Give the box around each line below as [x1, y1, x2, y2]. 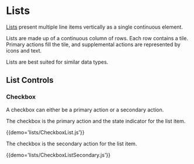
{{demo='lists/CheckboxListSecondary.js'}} [6, 151, 111, 158]
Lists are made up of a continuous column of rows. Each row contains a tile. [6, 34, 189, 41]
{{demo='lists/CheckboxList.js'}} [6, 128, 85, 135]
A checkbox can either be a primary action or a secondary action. [6, 106, 164, 113]
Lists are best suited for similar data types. [6, 58, 109, 65]
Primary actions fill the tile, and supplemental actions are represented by [6, 41, 181, 48]
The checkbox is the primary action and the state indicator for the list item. [6, 117, 186, 124]
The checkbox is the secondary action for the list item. [6, 140, 137, 147]
